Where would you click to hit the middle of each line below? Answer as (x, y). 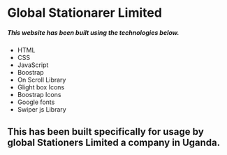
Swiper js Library (42, 110)
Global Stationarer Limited (85, 13)
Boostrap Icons (39, 95)
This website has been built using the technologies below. (93, 32)
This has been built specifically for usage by (105, 132)
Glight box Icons (41, 87)
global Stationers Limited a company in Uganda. (114, 142)
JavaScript (33, 65)
